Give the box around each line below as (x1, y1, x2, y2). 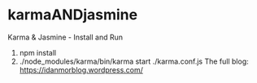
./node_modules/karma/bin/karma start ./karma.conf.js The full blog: (19, 56, 249, 66)
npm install (19, 48, 57, 57)
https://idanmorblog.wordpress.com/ (19, 64, 144, 74)
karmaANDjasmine (7, 6, 138, 24)
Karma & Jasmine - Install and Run (7, 32, 124, 42)
